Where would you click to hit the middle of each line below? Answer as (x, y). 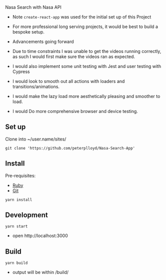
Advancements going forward (43, 41)
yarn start (16, 226)
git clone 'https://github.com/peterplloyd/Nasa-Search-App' (70, 148)
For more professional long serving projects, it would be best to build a (85, 26)
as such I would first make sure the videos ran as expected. (74, 56)
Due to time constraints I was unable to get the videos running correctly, (87, 51)
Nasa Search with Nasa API (33, 7)
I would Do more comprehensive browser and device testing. (75, 111)
